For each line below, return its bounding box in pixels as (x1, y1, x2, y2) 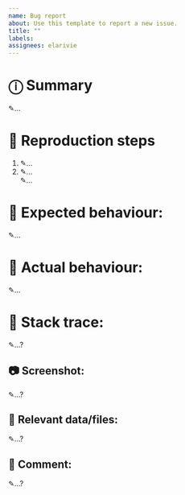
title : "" (8, 27, 42, 35)
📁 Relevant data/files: (8, 413, 118, 427)
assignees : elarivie (8, 42, 78, 50)
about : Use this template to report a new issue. (8, 19, 179, 27)
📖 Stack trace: (8, 313, 105, 332)
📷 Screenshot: (8, 364, 85, 378)
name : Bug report (8, 11, 67, 20)
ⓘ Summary (8, 76, 93, 95)
